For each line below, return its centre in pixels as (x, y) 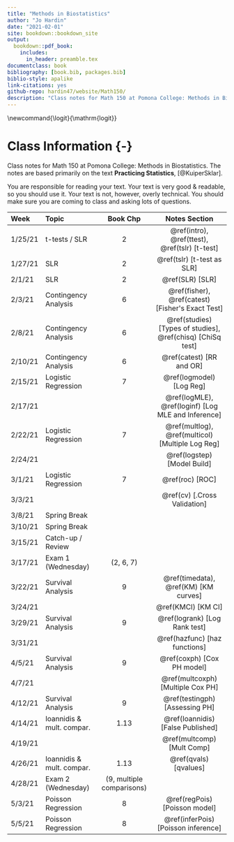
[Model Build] (189, 463)
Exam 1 (57, 558)
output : (18, 40)
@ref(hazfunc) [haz (189, 638)
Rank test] (190, 627)
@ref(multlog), (189, 426)
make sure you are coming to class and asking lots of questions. (99, 201)
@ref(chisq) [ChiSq (189, 337)
